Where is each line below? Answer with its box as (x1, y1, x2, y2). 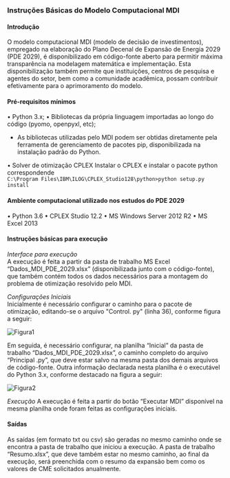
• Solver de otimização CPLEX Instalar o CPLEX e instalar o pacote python (7, 161, 218, 170)
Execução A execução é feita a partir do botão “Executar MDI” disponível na (7, 397, 224, 405)
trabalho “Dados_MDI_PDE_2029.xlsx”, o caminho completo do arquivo (7, 348, 209, 356)
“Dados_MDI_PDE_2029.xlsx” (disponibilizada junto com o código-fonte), (7, 264, 215, 273)
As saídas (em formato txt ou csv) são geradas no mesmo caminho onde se (7, 435, 222, 444)
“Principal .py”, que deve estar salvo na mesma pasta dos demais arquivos (7, 356, 219, 364)
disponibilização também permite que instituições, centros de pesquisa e (7, 67, 215, 76)
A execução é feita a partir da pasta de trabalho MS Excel (7, 257, 171, 265)
